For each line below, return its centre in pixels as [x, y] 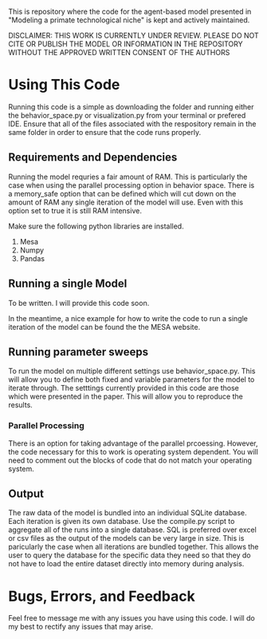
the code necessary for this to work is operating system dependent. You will [133, 451]
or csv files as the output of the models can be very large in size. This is [126, 538]
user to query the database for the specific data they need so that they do [130, 555]
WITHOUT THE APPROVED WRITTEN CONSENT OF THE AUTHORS [119, 52]
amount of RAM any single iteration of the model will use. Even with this [126, 202]
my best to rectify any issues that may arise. [81, 627]
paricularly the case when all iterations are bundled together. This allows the [133, 547]
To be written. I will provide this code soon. [79, 303]
